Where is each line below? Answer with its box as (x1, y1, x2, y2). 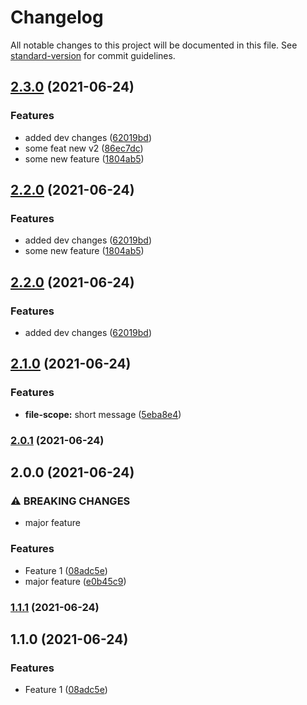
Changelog (10, 6, 104, 29)
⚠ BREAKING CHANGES (10, 494, 131, 508)
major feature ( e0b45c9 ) (24, 575, 127, 587)
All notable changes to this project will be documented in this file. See (10, 39, 298, 51)
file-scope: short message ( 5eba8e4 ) (24, 408, 182, 420)
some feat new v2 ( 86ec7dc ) (24, 142, 144, 154)
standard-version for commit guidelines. (10, 49, 176, 61)
